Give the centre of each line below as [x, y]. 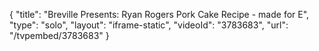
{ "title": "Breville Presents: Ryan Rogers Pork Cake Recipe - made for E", [159, 14]
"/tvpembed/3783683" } [59, 35]
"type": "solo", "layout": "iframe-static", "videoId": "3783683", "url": [149, 25]
